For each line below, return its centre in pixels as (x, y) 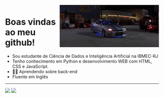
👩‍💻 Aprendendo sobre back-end (45, 71)
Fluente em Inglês (30, 77)
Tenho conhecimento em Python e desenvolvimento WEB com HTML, (82, 61)
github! (20, 43)
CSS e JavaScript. (30, 66)
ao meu (20, 32)
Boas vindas (31, 22)
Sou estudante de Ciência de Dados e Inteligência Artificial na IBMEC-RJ (85, 56)
